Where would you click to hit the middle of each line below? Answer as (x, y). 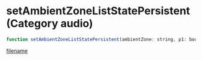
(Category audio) (50, 23)
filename (17, 50)
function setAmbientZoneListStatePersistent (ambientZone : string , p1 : (96, 39)
